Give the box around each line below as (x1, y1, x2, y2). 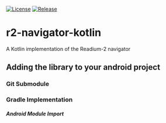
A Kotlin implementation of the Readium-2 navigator (6, 45, 131, 52)
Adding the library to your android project (6, 62, 161, 73)
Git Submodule (6, 80, 50, 88)
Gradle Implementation (6, 95, 73, 104)
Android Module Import (6, 110, 64, 117)
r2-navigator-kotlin (6, 26, 102, 39)
